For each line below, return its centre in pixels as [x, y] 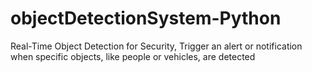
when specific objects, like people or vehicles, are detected [133, 56]
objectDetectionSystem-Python [146, 18]
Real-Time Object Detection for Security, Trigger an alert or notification [156, 46]
